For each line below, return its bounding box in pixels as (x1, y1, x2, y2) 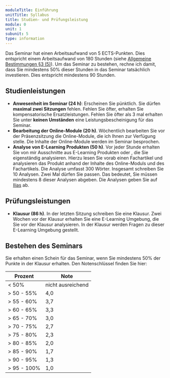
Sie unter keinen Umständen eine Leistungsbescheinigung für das (12, 116, 154, 123)
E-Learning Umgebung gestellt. (12, 226, 79, 233)
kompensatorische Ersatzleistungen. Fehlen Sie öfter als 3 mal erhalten (12, 111, 163, 117)
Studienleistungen (5, 87, 66, 95)
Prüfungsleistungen (5, 197, 71, 205)
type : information (5, 36, 45, 41)
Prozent (14, 272, 34, 280)
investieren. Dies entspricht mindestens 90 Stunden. (5, 72, 116, 78)
